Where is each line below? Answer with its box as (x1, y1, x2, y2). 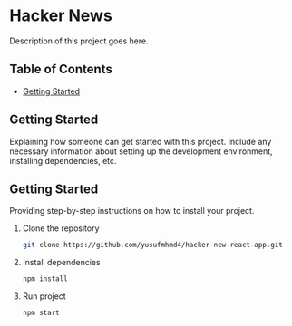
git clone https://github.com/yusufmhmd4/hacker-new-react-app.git (22, 241, 283, 250)
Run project (22, 291, 66, 302)
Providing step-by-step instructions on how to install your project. (9, 206, 255, 216)
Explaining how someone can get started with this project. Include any (9, 136, 272, 147)
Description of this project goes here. (9, 35, 149, 46)
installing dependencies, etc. (9, 155, 117, 166)
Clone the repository (22, 223, 100, 234)
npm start (22, 309, 61, 318)
